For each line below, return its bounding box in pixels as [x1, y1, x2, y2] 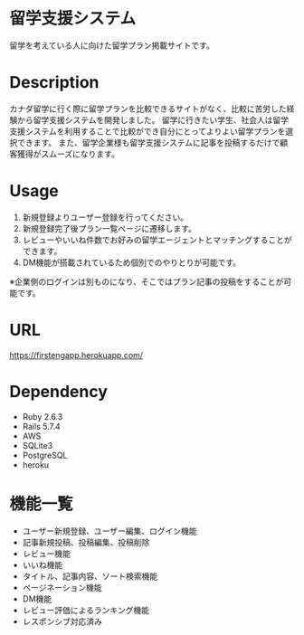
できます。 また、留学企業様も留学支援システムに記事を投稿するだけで [16, 137, 280, 147]
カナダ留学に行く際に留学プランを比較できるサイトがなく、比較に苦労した [9, 103, 287, 114]
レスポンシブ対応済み [22, 616, 102, 627]
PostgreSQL [22, 450, 68, 460]
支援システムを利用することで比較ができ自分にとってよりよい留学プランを [9, 126, 286, 137]
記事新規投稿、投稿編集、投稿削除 [22, 536, 150, 547]
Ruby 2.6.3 [22, 411, 63, 422]
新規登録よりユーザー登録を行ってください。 [22, 212, 189, 223]
